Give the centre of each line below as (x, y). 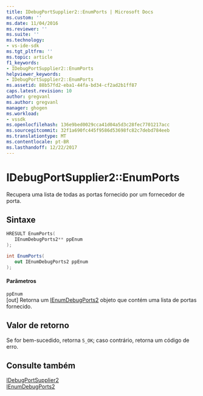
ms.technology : (26, 40)
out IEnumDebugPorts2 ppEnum (51, 262)
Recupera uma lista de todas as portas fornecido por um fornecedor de (95, 194)
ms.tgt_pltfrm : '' (29, 52)
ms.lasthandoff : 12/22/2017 (42, 147)
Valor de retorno (38, 326)
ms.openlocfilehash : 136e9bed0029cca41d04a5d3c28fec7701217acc (88, 125)
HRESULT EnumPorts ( (31, 234)
